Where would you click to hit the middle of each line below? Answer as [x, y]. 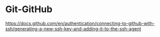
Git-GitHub [29, 9]
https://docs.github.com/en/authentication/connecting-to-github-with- [80, 23]
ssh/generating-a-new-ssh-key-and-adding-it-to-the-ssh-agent [73, 28]
